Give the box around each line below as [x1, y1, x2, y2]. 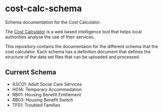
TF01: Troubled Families [12, 102, 60, 108]
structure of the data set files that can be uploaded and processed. [5, 54, 140, 59]
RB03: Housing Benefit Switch [12, 97, 73, 103]
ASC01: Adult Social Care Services [12, 81, 82, 87]
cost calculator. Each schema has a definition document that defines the [5, 49, 151, 55]
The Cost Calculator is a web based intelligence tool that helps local [5, 28, 142, 34]
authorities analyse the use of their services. [5, 34, 95, 40]
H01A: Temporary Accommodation [12, 86, 82, 92]
